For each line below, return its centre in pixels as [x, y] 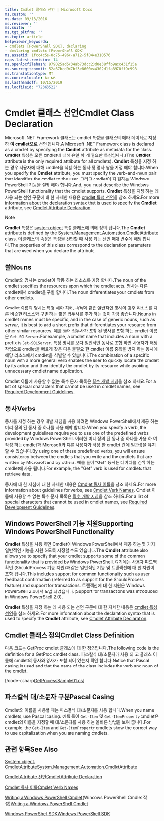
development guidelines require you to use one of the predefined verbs [77, 433]
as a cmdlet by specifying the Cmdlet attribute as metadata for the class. [79, 150]
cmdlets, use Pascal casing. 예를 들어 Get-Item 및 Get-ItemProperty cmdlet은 [82, 716]
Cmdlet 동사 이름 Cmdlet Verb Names [42, 787]
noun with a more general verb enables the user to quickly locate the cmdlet [82, 360]
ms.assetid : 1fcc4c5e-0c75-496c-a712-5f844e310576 [58, 55]
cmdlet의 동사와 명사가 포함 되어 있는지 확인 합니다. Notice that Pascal [82, 660]
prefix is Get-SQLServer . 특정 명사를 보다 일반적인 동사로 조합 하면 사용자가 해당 [82, 343]
